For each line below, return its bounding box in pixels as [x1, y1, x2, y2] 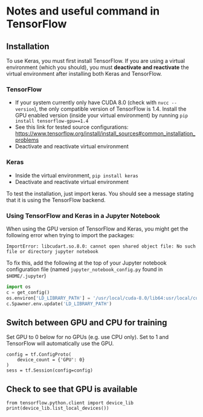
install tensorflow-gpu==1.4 [14, 118, 89, 125]
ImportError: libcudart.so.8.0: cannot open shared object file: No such [6, 243, 196, 249]
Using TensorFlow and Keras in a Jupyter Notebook [6, 211, 160, 220]
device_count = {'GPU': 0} [17, 357, 85, 363]
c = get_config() [6, 289, 50, 295]
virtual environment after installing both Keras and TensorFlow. [6, 70, 162, 77]
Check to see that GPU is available [6, 384, 138, 394]
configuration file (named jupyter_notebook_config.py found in [6, 265, 163, 273]
